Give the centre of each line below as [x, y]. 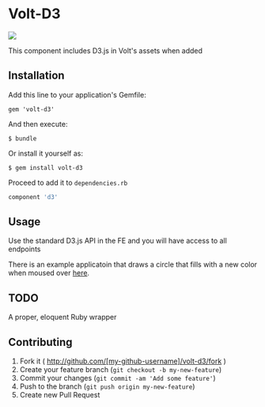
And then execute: [38, 124]
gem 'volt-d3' [32, 109]
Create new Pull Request [60, 395]
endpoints [25, 249]
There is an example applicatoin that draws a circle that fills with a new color [133, 265]
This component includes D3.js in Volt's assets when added [106, 50]
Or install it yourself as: [45, 153]
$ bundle [23, 138]
